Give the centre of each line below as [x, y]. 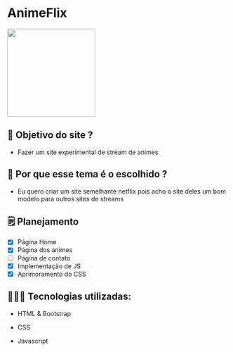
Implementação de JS [49, 266]
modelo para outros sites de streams [71, 199]
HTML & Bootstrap [44, 313]
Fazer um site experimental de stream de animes [88, 152]
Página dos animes [45, 250]
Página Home [37, 242]
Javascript [33, 341]
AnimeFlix [38, 13]
